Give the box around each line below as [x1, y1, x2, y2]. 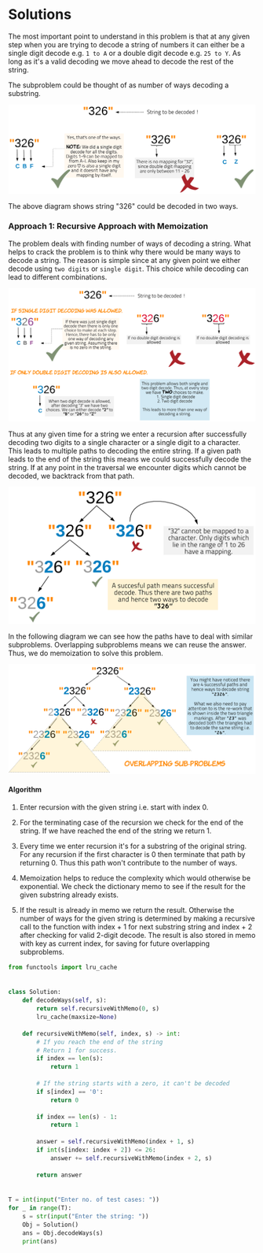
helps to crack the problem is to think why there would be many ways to [8, 247, 241, 257]
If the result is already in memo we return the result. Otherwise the [19, 905, 235, 914]
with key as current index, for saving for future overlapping [19, 939, 210, 948]
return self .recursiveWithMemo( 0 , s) [36, 1005, 159, 1013]
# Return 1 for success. [36, 1046, 118, 1055]
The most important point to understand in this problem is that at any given [8, 32, 250, 41]
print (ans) [22, 1237, 58, 1245]
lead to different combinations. [8, 272, 108, 281]
